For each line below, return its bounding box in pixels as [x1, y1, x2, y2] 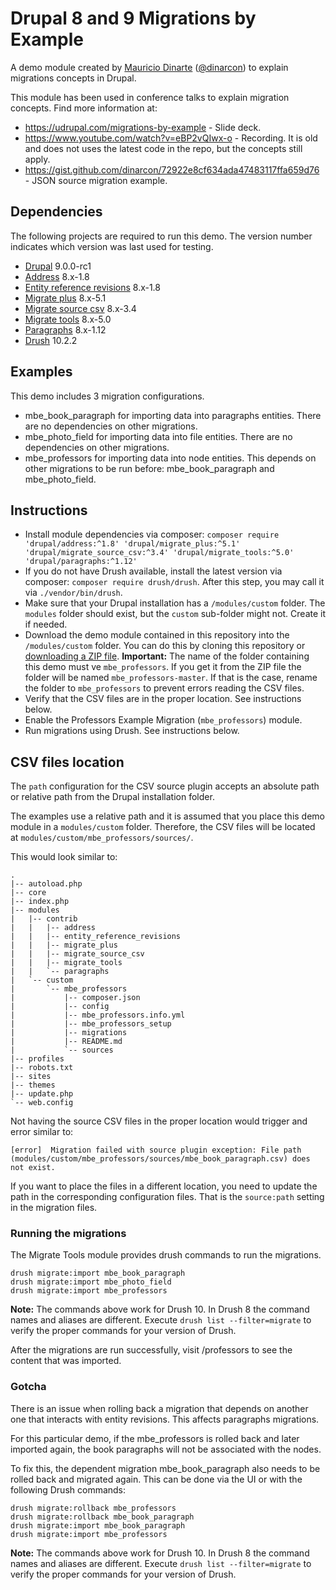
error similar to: [10, 1126, 74, 1138]
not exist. [10, 1163, 56, 1173]
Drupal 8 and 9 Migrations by [10, 7, 257, 30]
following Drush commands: [10, 1483, 127, 1496]
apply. [24, 153, 51, 165]
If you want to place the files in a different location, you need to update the [10, 1180, 318, 1192]
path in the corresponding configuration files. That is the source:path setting [10, 1191, 325, 1203]
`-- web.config [10, 1098, 74, 1108]
